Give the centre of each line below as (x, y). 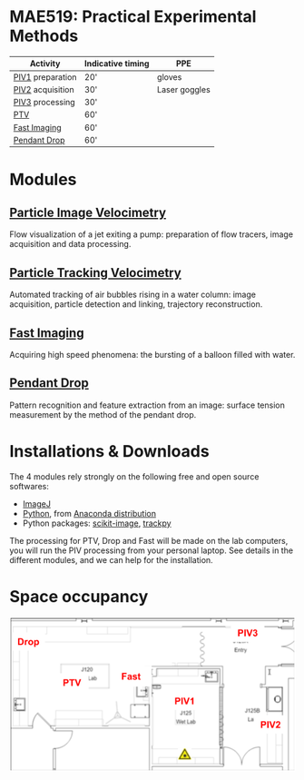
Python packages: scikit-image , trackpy (97, 523)
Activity (45, 64)
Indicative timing (117, 64)
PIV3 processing (44, 103)
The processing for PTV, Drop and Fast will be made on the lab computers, (149, 540)
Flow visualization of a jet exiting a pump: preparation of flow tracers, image (151, 234)
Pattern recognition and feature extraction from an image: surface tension (147, 405)
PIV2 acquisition (44, 89)
